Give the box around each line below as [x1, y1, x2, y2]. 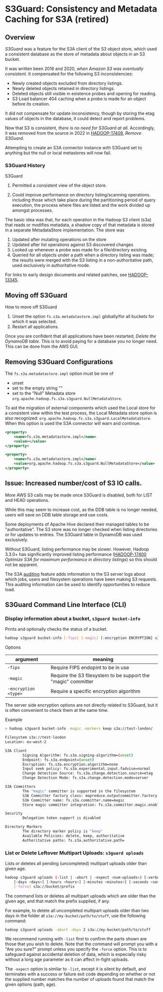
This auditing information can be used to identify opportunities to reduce [5, 581, 150, 587]
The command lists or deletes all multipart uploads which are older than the [5, 893, 156, 899]
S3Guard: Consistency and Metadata [5, 3, 158, 15]
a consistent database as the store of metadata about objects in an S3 [5, 51, 146, 57]
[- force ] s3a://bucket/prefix [14, 884, 75, 889]
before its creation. [12, 101, 50, 106]
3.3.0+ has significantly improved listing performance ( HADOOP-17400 [5, 551, 147, 557]
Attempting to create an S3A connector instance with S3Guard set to [5, 145, 142, 150]
